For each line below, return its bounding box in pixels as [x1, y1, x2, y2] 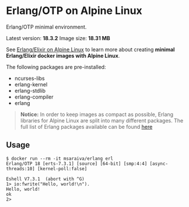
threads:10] [6, 166, 35, 171]
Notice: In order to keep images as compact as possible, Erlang [20, 111, 174, 118]
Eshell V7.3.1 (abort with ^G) [6, 176, 85, 182]
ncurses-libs [14, 75, 45, 82]
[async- [149, 160, 168, 167]
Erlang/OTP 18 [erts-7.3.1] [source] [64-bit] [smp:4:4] [6, 160, 148, 167]
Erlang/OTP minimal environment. [6, 23, 87, 30]
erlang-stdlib [14, 87, 45, 94]
